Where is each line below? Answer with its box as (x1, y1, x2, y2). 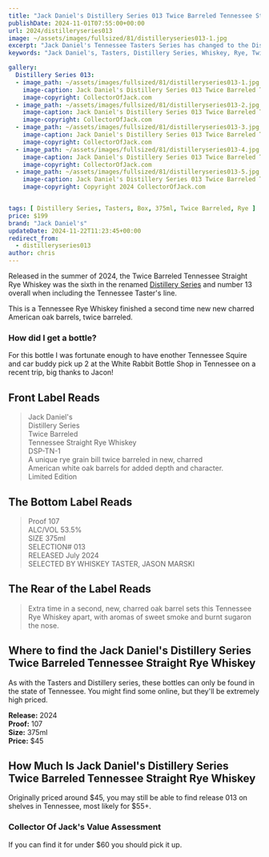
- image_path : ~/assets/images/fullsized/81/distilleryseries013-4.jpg (15, 145, 260, 153)
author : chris (8, 250, 56, 258)
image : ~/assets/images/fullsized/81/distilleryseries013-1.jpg (8, 34, 227, 43)
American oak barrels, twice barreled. (8, 312, 134, 322)
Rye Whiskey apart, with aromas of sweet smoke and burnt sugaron (27, 611, 252, 622)
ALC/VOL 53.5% (27, 525, 82, 534)
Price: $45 (8, 736, 44, 745)
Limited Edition (27, 472, 78, 481)
